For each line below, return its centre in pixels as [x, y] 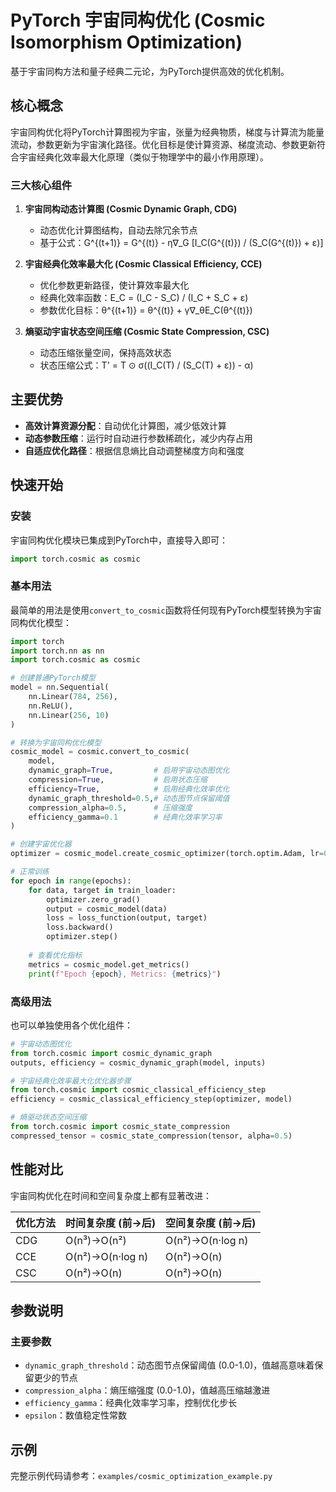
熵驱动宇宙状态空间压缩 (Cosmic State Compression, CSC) [147, 332]
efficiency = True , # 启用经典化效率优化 [129, 789]
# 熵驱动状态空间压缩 [48, 1117]
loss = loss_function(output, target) [127, 918]
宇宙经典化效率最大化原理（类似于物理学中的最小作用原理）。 [143, 157]
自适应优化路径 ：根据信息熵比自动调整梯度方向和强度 [134, 450]
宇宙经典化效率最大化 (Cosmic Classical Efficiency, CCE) [143, 264]
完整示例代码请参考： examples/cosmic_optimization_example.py [141, 1476]
